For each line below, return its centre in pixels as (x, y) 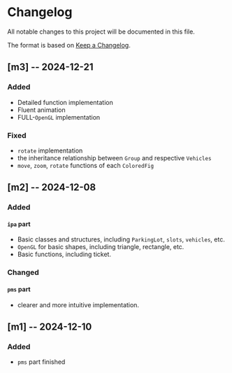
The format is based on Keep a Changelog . (69, 45)
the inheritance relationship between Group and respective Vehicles (114, 157)
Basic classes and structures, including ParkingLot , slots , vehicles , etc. (121, 239)
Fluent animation (41, 110)
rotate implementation (50, 150)
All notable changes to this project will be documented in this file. (101, 31)
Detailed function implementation (65, 102)
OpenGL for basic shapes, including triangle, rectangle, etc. (101, 247)
